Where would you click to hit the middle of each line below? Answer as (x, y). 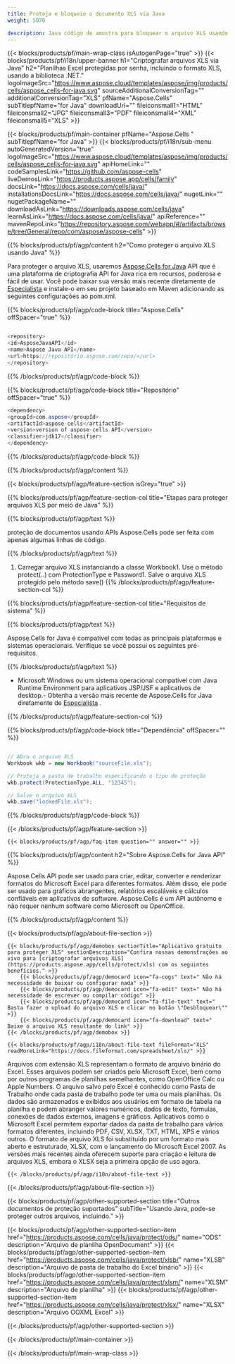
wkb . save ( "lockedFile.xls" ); (50, 802)
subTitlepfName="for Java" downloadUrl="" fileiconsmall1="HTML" (105, 106)
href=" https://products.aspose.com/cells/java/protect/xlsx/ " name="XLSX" (116, 1305)
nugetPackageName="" (42, 202)
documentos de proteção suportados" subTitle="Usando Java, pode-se (112, 1209)
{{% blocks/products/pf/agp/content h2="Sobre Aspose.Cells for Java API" (117, 855)
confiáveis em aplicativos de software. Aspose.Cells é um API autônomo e (115, 899)
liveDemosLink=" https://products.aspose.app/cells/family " (92, 179)
